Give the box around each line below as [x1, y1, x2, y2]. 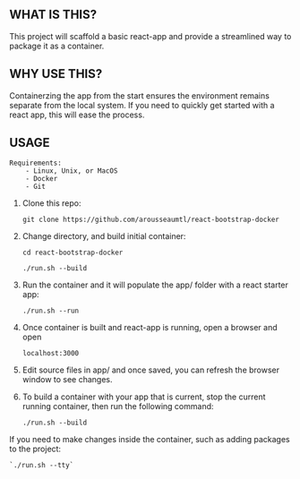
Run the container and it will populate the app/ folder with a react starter [21, 279, 289, 290]
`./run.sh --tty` [9, 461, 74, 470]
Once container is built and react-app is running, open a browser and [21, 322, 278, 333]
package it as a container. [9, 40, 105, 51]
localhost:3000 [21, 349, 80, 358]
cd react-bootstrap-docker [21, 248, 124, 258]
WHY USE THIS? [9, 66, 103, 81]
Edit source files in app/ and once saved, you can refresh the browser [21, 364, 280, 375]
